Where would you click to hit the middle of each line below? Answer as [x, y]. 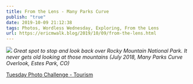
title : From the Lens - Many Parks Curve [58, 11]
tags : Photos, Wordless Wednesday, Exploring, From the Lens [83, 28]
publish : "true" [26, 17]
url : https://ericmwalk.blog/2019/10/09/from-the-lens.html [81, 33]
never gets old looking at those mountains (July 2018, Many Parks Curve [94, 57]
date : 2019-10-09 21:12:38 [39, 22]
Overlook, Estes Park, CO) [38, 63]
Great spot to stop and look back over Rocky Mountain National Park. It [100, 51]
